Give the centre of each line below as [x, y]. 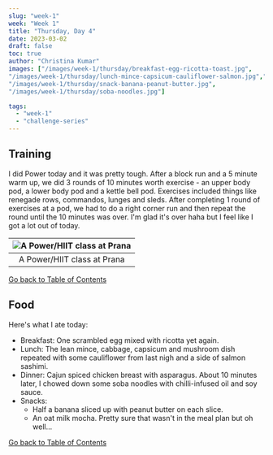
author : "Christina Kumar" [54, 62]
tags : [17, 106]
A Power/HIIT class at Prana [72, 259]
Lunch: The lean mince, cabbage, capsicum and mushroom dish [128, 349]
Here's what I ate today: [48, 324]
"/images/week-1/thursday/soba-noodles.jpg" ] [87, 91]
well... [42, 427]
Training [30, 154]
